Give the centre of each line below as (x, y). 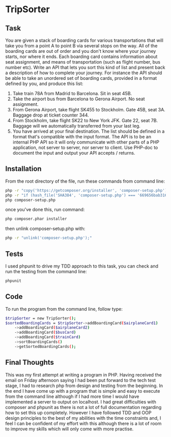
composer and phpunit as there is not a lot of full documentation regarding (83, 407)
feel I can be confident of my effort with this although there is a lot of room (83, 423)
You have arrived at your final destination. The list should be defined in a (89, 131)
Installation (23, 169)
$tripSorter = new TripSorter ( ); (41, 318)
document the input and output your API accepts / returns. (74, 153)
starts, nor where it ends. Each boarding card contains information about (81, 56)
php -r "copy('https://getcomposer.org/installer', (61, 190)
